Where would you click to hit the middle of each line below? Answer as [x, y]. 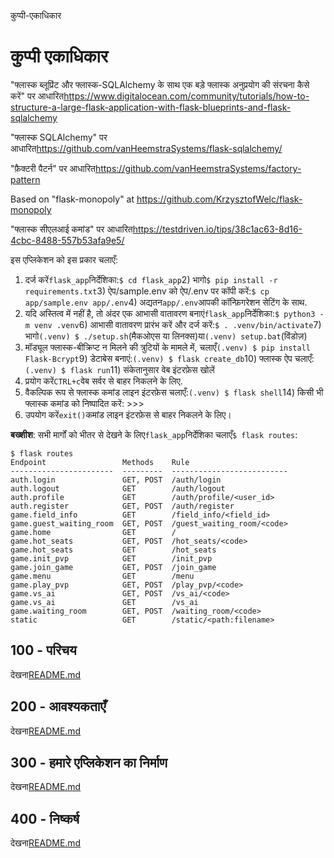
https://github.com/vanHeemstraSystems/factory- [198, 168]
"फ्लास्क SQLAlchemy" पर [59, 137]
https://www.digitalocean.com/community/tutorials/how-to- [186, 96]
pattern [25, 179]
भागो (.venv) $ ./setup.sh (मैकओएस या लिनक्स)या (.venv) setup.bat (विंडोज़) [166, 336]
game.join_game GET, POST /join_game [113, 567]
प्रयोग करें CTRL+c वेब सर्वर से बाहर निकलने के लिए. [103, 381]
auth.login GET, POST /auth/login [116, 480]
